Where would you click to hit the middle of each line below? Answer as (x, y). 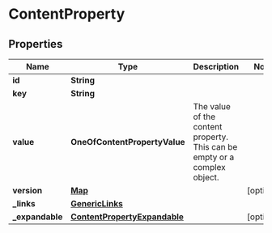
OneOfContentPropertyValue (127, 142)
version (28, 191)
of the (204, 116)
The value (212, 106)
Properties (36, 44)
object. (206, 177)
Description (216, 67)
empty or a (214, 157)
